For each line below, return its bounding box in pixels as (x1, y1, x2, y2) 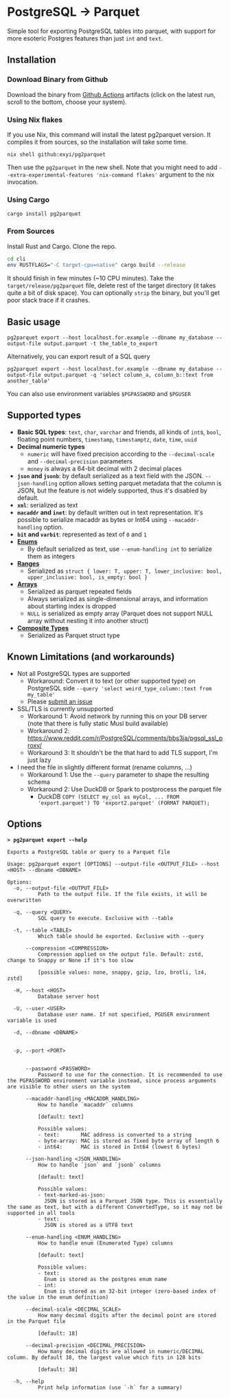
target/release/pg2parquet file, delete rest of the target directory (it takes (7, 281, 216, 290)
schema (27, 778, 50, 786)
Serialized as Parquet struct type (27, 631, 120, 640)
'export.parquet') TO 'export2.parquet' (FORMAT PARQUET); (37, 799, 211, 807)
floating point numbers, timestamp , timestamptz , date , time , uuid (16, 435, 197, 444)
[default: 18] (37, 1330, 78, 1337)
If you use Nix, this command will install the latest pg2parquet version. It (7, 130, 211, 138)
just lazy (27, 756, 51, 764)
